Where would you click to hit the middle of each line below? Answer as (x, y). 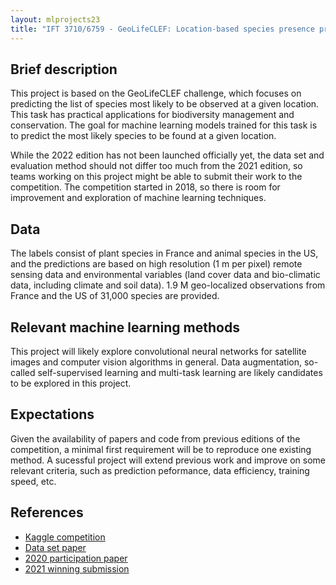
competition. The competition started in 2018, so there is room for (145, 187)
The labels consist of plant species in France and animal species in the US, (164, 253)
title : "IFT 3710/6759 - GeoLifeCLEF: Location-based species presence (162, 29)
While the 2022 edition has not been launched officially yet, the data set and (167, 155)
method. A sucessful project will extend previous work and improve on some (168, 460)
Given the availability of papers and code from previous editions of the (155, 438)
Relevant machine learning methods (125, 327)
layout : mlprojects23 (55, 19)
